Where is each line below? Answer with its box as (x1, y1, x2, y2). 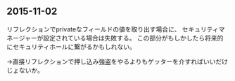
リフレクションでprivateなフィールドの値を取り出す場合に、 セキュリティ (6, 24, 220, 34)
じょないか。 (6, 66, 44, 74)
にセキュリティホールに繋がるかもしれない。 (6, 42, 136, 51)
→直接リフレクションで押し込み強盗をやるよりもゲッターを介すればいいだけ (6, 57, 229, 66)
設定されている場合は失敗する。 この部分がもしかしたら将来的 (43, 34, 224, 42)
